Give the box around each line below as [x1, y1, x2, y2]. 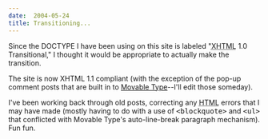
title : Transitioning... [8, 19, 91, 27]
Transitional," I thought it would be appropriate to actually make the [8, 50, 230, 59]
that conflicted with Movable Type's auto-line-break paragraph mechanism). [8, 114, 260, 124]
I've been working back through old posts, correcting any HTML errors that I [8, 97, 260, 107]
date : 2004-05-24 [8, 11, 70, 20]
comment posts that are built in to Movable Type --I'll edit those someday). [8, 81, 254, 92]
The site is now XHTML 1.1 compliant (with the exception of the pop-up [8, 73, 242, 83]
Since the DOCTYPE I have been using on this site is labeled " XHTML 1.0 [8, 41, 248, 50]
